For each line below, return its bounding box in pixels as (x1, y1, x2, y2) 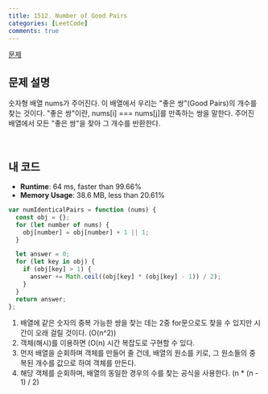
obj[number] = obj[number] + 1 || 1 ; (23, 228, 150, 236)
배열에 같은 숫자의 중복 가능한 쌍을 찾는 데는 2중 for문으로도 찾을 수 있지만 (19, 318, 253, 328)
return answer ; (15, 295, 67, 303)
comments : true (8, 27, 60, 35)
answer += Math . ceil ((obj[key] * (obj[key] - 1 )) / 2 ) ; (29, 273, 221, 281)
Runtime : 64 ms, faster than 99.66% (19, 182, 142, 191)
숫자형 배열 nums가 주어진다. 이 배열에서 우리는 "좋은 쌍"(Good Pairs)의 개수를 (8, 98, 258, 109)
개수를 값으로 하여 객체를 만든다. (35, 359, 137, 368)
